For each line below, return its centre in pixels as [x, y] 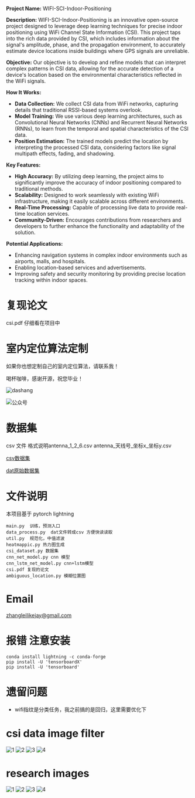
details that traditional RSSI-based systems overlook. [78, 110]
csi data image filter [55, 733]
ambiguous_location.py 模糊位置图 [46, 576]
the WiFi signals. [26, 81]
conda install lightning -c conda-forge [56, 657]
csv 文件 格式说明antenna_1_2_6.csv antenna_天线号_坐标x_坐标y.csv [89, 446]
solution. [25, 232]
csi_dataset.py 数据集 [32, 551]
